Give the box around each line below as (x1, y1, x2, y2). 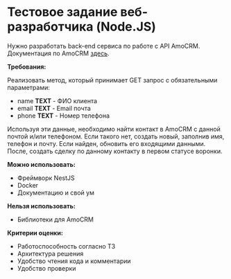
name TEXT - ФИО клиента (17, 96, 98, 105)
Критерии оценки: (7, 228, 64, 237)
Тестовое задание (7, 4, 118, 20)
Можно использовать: (7, 160, 76, 168)
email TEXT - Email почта (17, 104, 92, 112)
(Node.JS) (96, 19, 156, 35)
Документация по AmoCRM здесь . (7, 49, 110, 57)
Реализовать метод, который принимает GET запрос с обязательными (7, 75, 218, 84)
